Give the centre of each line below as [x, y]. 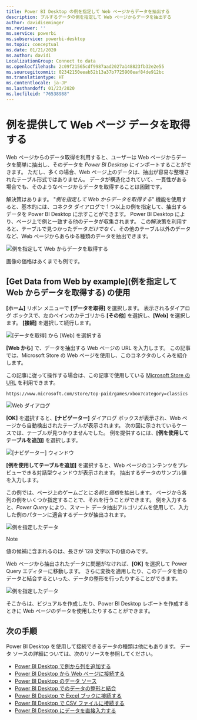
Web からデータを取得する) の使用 [68, 293]
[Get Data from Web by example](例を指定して [92, 282]
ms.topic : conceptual [33, 45]
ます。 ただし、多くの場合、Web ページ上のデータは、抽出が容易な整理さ [100, 172]
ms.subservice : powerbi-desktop [46, 39]
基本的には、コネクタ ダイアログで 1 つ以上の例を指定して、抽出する [104, 207]
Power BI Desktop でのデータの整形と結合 [65, 689]
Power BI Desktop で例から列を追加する [63, 666]
